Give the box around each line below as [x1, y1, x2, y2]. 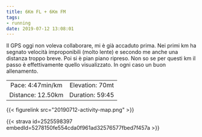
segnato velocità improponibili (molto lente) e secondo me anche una [6, 49, 178, 56]
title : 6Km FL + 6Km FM [6, 8, 66, 15]
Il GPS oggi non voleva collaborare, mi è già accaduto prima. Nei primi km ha [6, 42, 197, 49]
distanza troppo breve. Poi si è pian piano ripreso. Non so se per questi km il [6, 55, 196, 62]
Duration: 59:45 [69, 91, 115, 99]
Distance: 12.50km [9, 91, 64, 99]
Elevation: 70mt [69, 81, 115, 90]
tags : [6, 14, 20, 20]
